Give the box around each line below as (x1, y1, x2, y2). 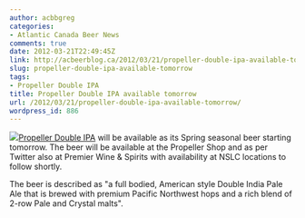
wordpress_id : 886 (9, 106, 79, 115)
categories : (9, 22, 54, 31)
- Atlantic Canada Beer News (9, 30, 120, 39)
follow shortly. (9, 161, 63, 173)
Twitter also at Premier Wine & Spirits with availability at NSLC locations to (9, 152, 287, 163)
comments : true (9, 38, 67, 48)
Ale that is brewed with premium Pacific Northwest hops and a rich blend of (9, 188, 292, 200)
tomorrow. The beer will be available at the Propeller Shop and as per (9, 142, 268, 153)
